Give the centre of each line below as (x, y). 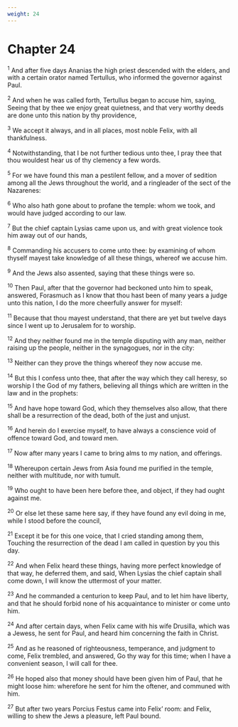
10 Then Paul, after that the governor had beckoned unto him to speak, (110, 287)
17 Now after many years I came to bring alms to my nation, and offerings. (115, 452)
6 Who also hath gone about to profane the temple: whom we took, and (111, 205)
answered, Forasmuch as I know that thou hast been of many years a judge (117, 295)
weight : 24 (23, 14)
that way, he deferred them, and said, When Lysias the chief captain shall (115, 573)
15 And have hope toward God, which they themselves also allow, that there (117, 408)
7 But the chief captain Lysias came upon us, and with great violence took (115, 227)
